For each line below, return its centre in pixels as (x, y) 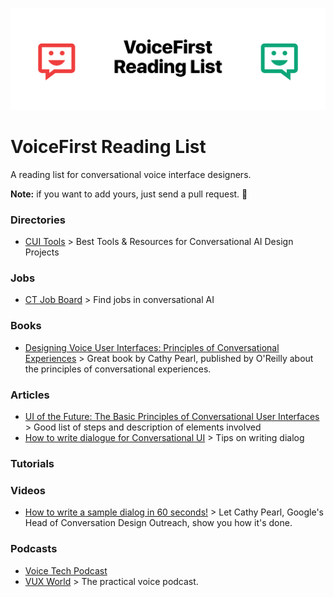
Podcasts (34, 549)
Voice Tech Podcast (66, 570)
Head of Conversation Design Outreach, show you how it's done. (158, 523)
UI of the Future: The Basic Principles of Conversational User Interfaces (172, 417)
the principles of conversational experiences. (118, 369)
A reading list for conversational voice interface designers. (131, 174)
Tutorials (32, 463)
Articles (30, 395)
